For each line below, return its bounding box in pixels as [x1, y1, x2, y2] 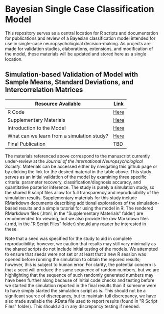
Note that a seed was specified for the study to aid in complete [5, 235, 132, 241]
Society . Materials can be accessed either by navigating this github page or [5, 163, 158, 169]
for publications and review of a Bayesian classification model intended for [5, 35, 156, 41]
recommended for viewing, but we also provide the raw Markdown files [5, 215, 149, 221]
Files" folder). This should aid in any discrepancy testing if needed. [5, 303, 141, 309]
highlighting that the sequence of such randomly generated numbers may [5, 272, 154, 278]
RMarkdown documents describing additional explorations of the [5, 200, 136, 206]
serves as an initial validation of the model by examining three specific [5, 174, 147, 180]
